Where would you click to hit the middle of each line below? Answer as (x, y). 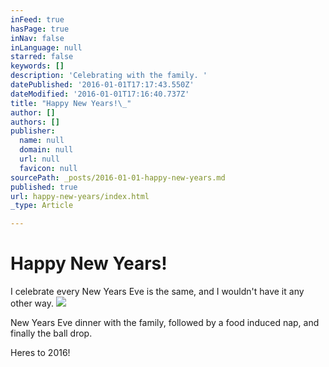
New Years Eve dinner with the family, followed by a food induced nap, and (165, 323)
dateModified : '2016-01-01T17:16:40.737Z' (100, 94)
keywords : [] (37, 66)
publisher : (33, 131)
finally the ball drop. (51, 333)
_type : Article (42, 206)
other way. (32, 303)
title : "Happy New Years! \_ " (71, 103)
